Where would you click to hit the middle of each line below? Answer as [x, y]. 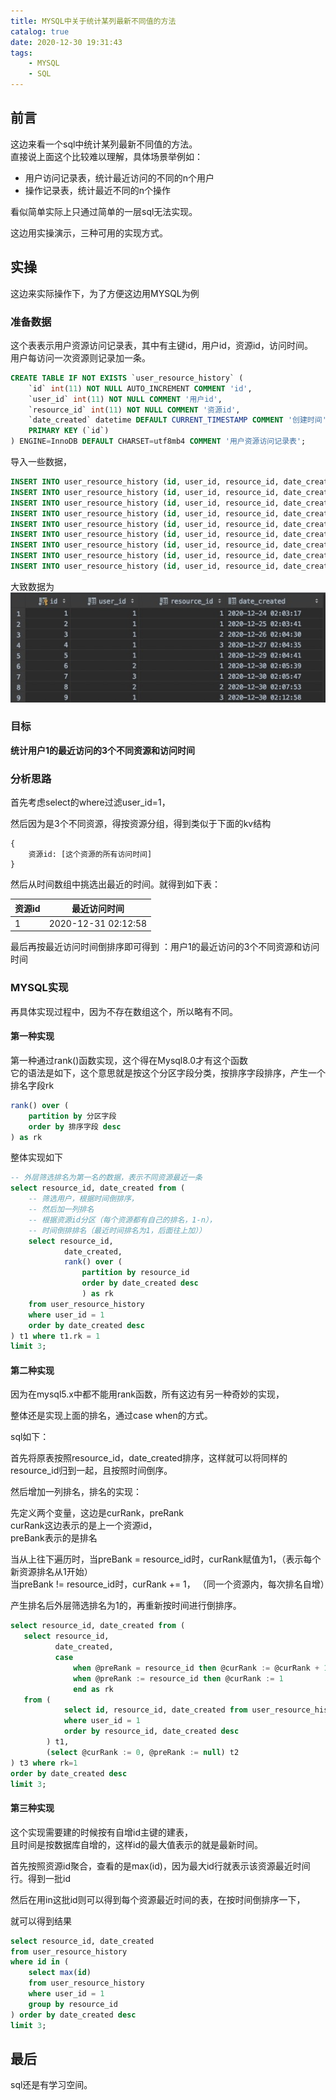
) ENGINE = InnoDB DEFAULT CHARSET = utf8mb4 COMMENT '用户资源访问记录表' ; [158, 441]
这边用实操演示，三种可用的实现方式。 [89, 232]
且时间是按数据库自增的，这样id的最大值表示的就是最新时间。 [136, 1844]
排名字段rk [32, 1085]
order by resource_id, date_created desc [151, 1731]
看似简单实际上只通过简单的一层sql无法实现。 [104, 211]
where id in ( [40, 1962]
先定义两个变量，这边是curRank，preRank [97, 1513]
